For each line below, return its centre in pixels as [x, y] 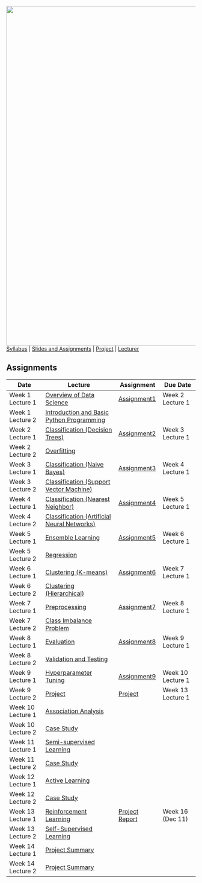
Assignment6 [137, 572]
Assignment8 [137, 642]
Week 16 [175, 811]
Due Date [178, 384]
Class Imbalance [68, 620]
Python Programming [75, 419]
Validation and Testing [76, 659]
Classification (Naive [74, 464]
